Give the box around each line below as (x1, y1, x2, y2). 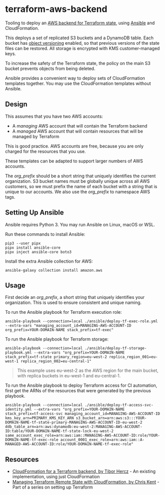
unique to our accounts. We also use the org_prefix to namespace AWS (5, 189, 150, 195)
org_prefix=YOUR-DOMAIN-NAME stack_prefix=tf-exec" (5, 328, 114, 333)
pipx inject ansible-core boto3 (5, 249, 72, 254)
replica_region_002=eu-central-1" (20, 359, 92, 364)
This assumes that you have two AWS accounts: (5, 113, 103, 119)
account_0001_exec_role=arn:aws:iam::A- (60, 437, 145, 442)
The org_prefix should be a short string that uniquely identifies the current (5, 173, 156, 179)
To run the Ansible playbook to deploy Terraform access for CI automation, (5, 382, 158, 388)
